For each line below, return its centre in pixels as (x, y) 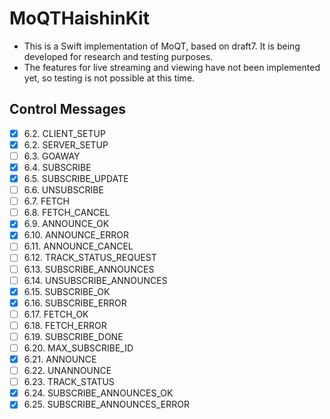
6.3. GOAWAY (52, 156)
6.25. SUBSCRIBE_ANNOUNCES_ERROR (107, 404)
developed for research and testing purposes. (118, 56)
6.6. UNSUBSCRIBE (63, 190)
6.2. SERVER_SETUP (66, 144)
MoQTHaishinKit (79, 18)
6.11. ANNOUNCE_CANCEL (78, 246)
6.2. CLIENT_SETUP (64, 133)
